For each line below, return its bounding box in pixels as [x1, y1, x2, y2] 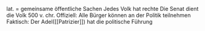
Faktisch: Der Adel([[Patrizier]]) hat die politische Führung [6, 18, 153, 25]
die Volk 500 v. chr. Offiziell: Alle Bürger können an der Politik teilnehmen [6, 12, 191, 19]
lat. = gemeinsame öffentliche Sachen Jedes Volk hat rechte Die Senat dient [6, 5, 199, 12]
